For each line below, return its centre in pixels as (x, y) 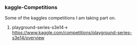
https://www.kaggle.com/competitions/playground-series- (72, 33)
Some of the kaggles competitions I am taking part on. (60, 18)
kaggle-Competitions (31, 7)
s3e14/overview (28, 38)
